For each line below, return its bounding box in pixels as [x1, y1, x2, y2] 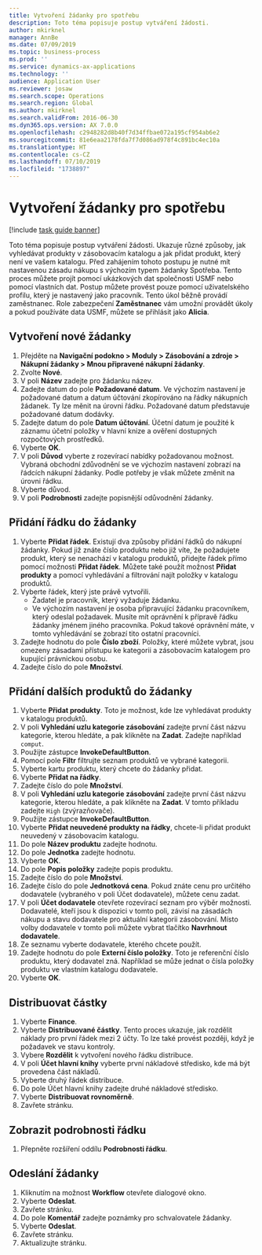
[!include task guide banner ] [9, 225, 100, 234]
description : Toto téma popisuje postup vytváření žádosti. [9, 19, 210, 27]
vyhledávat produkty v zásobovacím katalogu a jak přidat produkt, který [9, 249, 242, 258]
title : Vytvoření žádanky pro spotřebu [9, 11, 140, 20]
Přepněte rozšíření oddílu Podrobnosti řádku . [20, 1144, 168, 1153]
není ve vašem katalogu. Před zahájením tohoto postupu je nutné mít [9, 257, 231, 266]
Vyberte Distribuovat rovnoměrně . [20, 1092, 134, 1102]
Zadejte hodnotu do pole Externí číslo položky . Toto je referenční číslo [20, 948, 249, 958]
